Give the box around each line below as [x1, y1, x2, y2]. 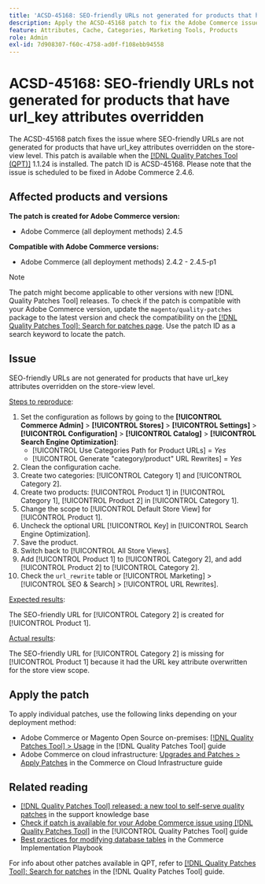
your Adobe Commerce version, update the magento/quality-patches [9, 304, 233, 313]
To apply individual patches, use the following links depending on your [9, 709, 237, 719]
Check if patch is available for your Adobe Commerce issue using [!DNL [20, 818, 254, 827]
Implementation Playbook [20, 843, 103, 853]
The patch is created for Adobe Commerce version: [9, 211, 180, 220]
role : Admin [9, 33, 48, 42]
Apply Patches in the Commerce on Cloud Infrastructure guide [20, 757, 223, 767]
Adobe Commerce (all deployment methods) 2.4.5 [20, 226, 183, 236]
